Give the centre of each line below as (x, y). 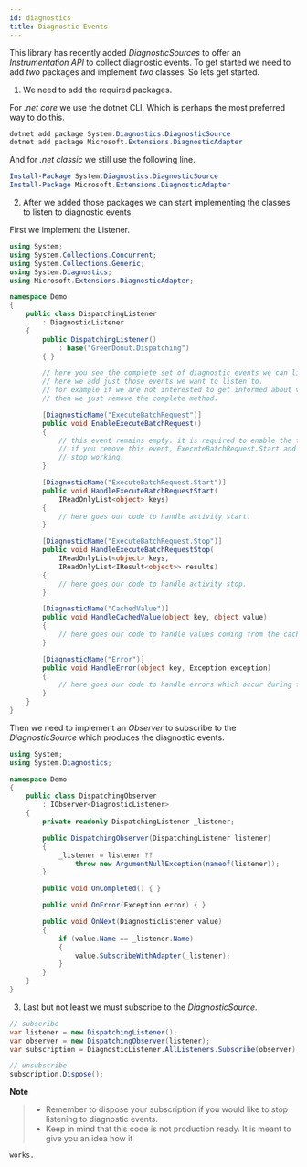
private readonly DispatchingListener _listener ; (138, 822)
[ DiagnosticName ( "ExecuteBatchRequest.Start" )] (134, 483)
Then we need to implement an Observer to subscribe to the (123, 727)
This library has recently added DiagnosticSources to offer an (126, 52)
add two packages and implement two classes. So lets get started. (135, 72)
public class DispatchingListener (91, 314)
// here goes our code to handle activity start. (154, 516)
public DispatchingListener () (100, 339)
